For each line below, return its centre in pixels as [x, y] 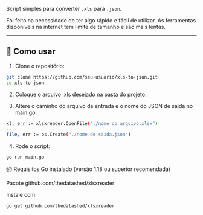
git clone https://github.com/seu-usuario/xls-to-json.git [82, 77]
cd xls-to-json [25, 83]
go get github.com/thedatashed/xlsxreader [60, 206]
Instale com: [22, 195]
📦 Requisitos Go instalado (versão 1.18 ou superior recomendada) [89, 169]
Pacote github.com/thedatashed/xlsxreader [60, 183]
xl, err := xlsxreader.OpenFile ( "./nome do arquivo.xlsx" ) [82, 123]
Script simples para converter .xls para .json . [64, 9]
